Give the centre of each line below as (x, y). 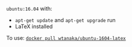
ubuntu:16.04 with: (29, 9)
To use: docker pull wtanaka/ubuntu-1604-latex (66, 38)
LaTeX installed (34, 26)
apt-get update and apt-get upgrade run (65, 20)
